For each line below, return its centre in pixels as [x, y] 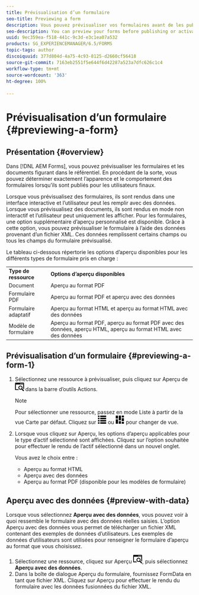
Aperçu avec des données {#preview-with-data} [98, 500]
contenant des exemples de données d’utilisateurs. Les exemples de [89, 534]
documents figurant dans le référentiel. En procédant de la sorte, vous [92, 172]
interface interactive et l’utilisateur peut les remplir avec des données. [91, 203]
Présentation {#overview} [55, 152]
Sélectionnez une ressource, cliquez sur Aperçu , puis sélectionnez [101, 561]
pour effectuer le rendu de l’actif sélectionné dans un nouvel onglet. [97, 446]
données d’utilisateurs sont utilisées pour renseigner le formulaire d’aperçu [97, 540]
